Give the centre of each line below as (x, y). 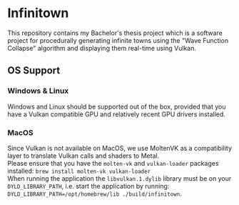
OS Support (34, 70)
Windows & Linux (38, 91)
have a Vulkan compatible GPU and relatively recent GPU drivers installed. (117, 114)
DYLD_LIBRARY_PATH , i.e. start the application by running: (88, 186)
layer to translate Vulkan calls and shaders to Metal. (83, 156)
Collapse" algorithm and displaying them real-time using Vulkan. (102, 48)
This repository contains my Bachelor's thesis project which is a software (115, 33)
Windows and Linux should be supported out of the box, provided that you (117, 106)
